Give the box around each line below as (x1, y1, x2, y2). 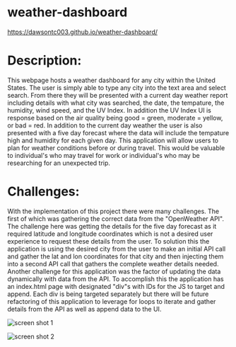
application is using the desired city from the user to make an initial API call (7, 244, 226, 253)
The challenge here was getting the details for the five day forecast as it (7, 222, 217, 230)
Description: (7, 52, 82, 69)
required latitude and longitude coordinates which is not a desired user (7, 229, 213, 238)
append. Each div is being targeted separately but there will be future (7, 290, 209, 298)
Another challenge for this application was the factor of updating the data (7, 267, 221, 275)
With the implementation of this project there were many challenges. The (7, 207, 220, 215)
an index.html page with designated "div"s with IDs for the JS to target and (7, 282, 225, 290)
